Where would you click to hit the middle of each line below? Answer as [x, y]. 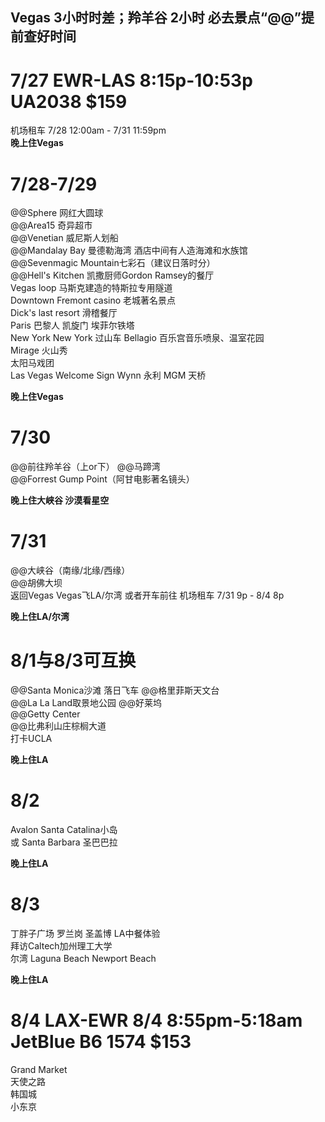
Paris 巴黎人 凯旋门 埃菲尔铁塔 [72, 325]
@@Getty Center [45, 714]
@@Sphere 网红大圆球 [57, 213]
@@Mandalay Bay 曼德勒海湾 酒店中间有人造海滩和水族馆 [129, 250]
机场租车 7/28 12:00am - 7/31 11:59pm [88, 130]
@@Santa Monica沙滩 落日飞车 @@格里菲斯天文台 [115, 690]
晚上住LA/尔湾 [40, 617]
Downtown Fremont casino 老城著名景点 [93, 300]
